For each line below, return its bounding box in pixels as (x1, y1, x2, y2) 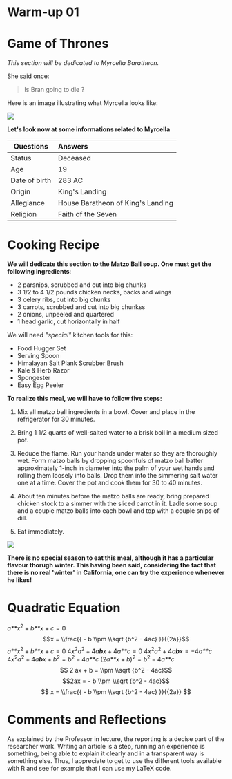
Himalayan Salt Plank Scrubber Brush (17, 359, 124, 367)
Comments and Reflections (7, 712, 167, 728)
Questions (13, 142, 48, 151)
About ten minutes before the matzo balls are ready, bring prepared (17, 492, 209, 500)
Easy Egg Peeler (17, 381, 64, 389)
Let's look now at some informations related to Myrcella (7, 125, 171, 133)
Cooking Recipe (7, 237, 100, 253)
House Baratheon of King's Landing (57, 198, 174, 208)
